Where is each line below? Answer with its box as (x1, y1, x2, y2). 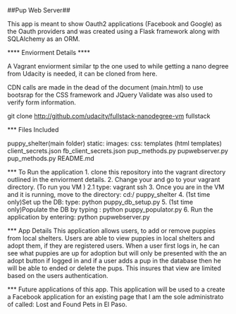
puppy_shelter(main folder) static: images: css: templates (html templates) (7, 139, 222, 147)
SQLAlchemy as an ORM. (7, 35, 80, 43)
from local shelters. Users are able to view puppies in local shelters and (7, 234, 215, 242)
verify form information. (7, 98, 76, 107)
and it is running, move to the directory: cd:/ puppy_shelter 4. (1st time (7, 191, 211, 198)
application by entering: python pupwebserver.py (7, 213, 150, 221)
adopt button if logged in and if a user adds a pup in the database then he (7, 257, 221, 265)
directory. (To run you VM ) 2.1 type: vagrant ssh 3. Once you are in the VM (7, 183, 225, 191)
